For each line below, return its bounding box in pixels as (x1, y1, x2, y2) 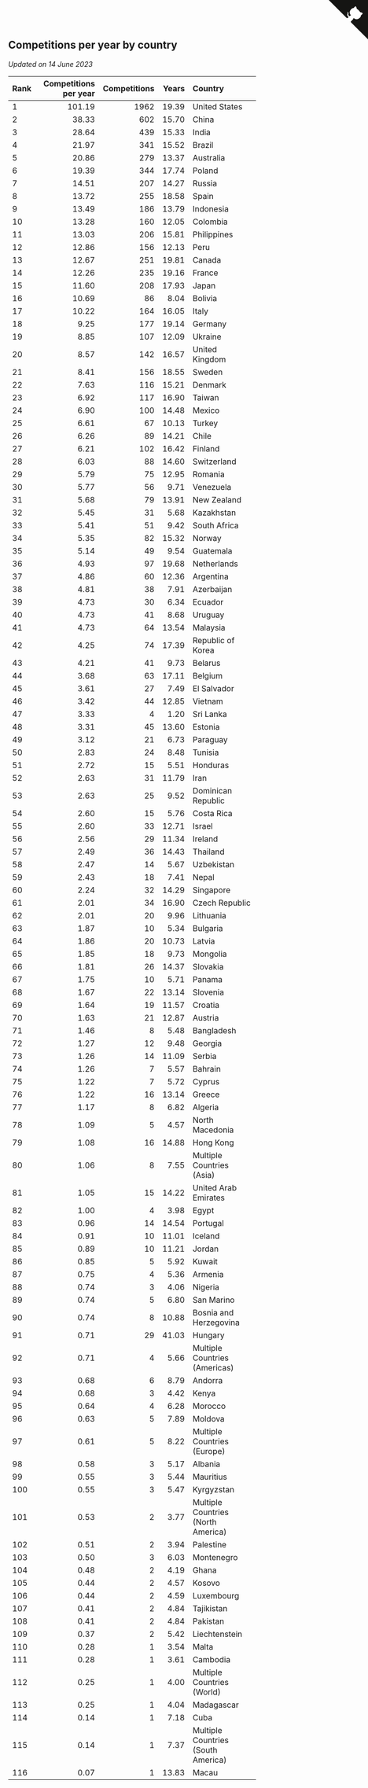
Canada (192, 254, 222, 265)
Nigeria (192, 1282, 220, 1293)
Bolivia (192, 292, 218, 304)
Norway (192, 532, 222, 543)
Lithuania (192, 910, 226, 921)
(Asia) (192, 1169, 215, 1180)
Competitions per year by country (8, 39, 178, 52)
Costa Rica (192, 808, 233, 819)
